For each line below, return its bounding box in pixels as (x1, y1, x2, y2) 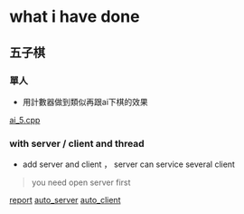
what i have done (9, 6, 140, 27)
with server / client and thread (9, 137, 145, 150)
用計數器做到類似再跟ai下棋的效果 (22, 96, 149, 107)
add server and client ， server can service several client (22, 159, 235, 170)
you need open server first (31, 177, 131, 188)
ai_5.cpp (9, 114, 41, 125)
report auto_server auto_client (9, 195, 121, 206)
